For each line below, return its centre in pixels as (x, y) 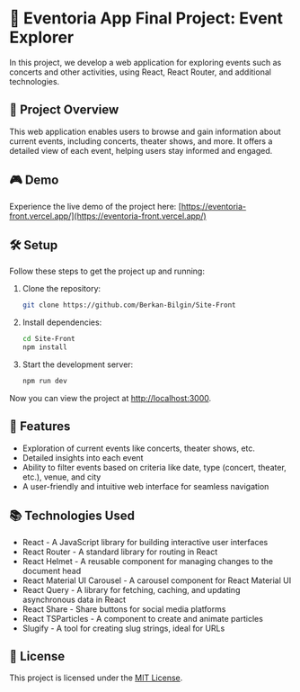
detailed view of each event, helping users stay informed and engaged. (141, 150)
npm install (44, 347)
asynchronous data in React (74, 599)
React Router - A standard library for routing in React (120, 552)
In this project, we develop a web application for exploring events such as (146, 62)
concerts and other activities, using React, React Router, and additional (141, 72)
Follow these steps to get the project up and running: (107, 271)
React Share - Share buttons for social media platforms (124, 609)
